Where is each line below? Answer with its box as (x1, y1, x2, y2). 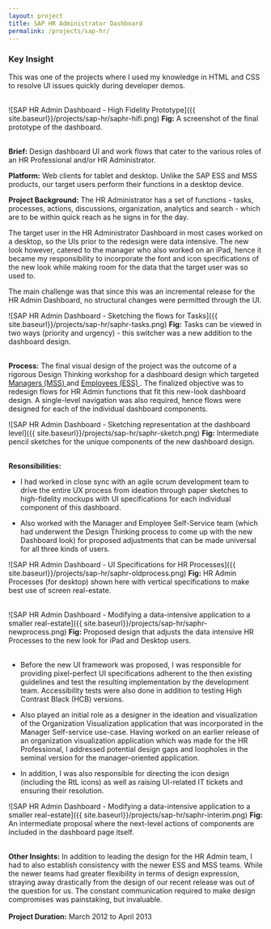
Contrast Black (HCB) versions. (19, 694, 125, 704)
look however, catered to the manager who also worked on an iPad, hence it (8, 244, 262, 255)
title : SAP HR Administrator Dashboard (8, 19, 143, 28)
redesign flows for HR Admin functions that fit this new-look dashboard (8, 386, 246, 397)
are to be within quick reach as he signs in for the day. (8, 212, 189, 222)
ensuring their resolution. (19, 786, 104, 795)
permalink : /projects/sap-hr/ (8, 27, 111, 35)
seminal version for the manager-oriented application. (19, 753, 200, 762)
